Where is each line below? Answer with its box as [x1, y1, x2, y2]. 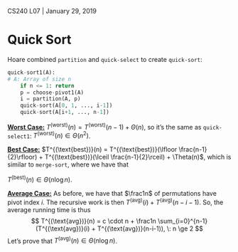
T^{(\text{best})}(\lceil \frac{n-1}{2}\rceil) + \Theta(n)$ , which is [44, 153, 232, 162]
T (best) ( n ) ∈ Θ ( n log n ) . [7, 174, 72, 184]
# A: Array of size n [7, 75, 72, 83]
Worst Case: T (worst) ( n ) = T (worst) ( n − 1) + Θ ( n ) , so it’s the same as [7, 122, 202, 131]
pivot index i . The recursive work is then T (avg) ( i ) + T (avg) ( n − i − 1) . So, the [7, 196, 224, 206]
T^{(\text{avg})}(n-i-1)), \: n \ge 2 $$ [97, 224, 204, 233]
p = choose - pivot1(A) [20, 89, 84, 96]
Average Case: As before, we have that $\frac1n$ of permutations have [7, 189, 217, 198]
